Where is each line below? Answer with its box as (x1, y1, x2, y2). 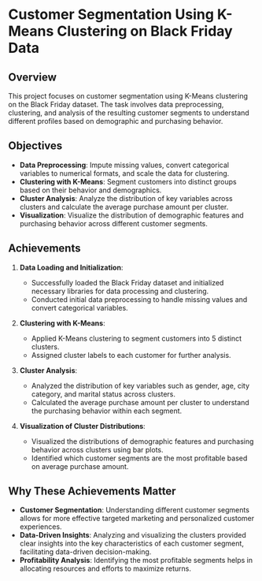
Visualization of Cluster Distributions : (19, 421, 146, 430)
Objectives (8, 140, 63, 153)
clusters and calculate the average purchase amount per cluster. (19, 202, 229, 211)
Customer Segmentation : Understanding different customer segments (19, 505, 250, 515)
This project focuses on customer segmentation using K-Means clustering (8, 91, 248, 100)
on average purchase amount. (31, 461, 129, 471)
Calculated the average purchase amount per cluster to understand (31, 397, 249, 407)
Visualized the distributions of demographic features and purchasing (31, 436, 254, 446)
